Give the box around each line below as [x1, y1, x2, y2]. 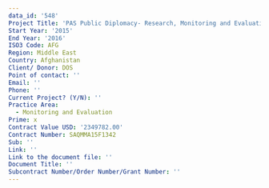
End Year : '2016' [8, 34, 66, 42]
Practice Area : [8, 101, 59, 109]
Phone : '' [8, 86, 42, 94]
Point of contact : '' [8, 71, 81, 79]
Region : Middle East [8, 49, 78, 57]
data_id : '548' [8, 11, 59, 20]
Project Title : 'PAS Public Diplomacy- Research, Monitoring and [8, 19, 231, 27]
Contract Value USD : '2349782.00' [8, 123, 124, 131]
